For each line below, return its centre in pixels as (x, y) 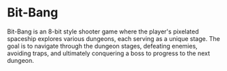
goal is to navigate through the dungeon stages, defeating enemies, (103, 46)
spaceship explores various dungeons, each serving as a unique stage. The (113, 38)
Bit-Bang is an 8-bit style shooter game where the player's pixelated (103, 31)
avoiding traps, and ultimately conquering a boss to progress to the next (109, 53)
